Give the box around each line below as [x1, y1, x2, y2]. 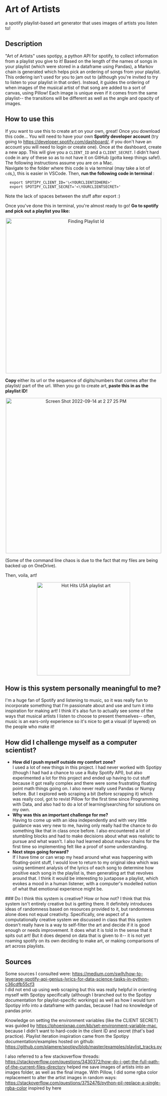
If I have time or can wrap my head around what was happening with [12, 854, 153, 860]
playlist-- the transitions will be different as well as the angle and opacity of [5, 95, 160, 101]
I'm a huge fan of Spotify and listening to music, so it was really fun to [5, 697, 148, 703]
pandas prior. [5, 1008, 32, 1013]
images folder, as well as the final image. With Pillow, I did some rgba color [5, 1069, 158, 1075]
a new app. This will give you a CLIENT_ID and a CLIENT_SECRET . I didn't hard [5, 149, 159, 155]
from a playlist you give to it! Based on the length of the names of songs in [5, 58, 158, 64]
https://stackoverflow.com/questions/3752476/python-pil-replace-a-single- [5, 1080, 161, 1086]
